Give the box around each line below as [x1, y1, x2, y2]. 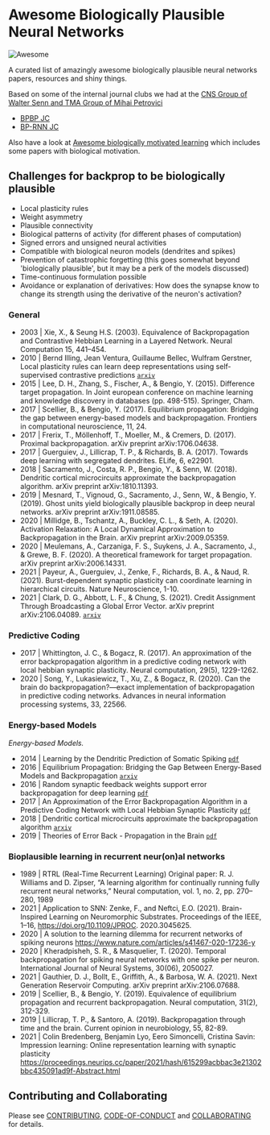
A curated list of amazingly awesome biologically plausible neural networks [8, 64, 258, 74]
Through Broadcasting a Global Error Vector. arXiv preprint [19, 602, 215, 611]
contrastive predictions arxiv [59, 371, 155, 380]
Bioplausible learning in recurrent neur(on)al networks [8, 851, 226, 862]
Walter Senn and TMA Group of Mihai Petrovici [8, 97, 163, 107]
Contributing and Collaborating [8, 1089, 168, 1103]
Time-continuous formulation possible [19, 271, 147, 281]
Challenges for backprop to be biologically [8, 169, 226, 183]
